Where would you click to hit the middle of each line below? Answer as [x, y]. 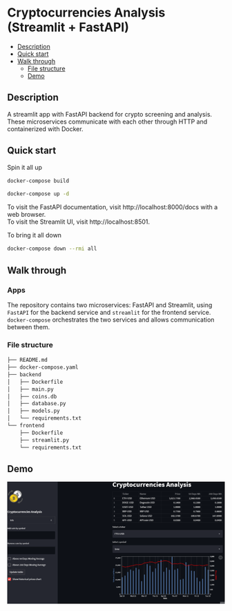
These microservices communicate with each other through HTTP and [107, 122]
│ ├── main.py [30, 389]
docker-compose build [38, 181]
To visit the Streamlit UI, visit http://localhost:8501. [79, 222]
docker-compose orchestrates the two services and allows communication [111, 320]
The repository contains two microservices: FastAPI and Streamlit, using [110, 304]
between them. [29, 327]
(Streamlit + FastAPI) [68, 27]
